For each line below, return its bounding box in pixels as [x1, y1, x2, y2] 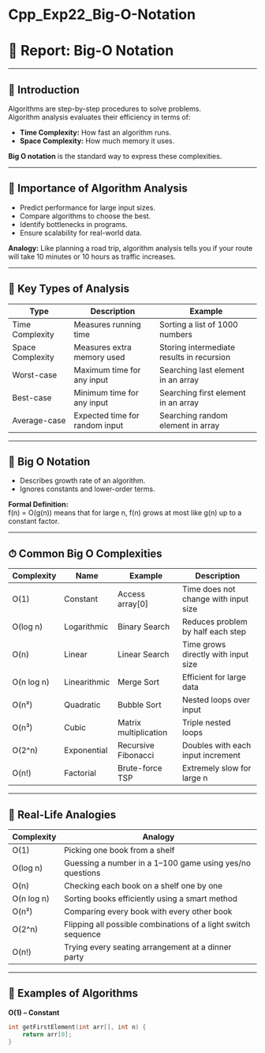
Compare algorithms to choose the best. [19, 211, 151, 221]
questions [64, 868, 101, 878]
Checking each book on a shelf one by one [64, 881, 223, 891]
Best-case [12, 392, 52, 403]
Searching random [159, 410, 229, 421]
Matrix [117, 718, 142, 729]
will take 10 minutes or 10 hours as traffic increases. [8, 252, 176, 261]
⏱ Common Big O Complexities [8, 547, 163, 560]
